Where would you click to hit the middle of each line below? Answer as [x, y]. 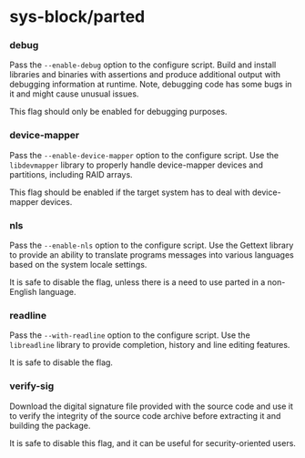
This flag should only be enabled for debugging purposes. [118, 112]
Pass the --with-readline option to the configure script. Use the [130, 335]
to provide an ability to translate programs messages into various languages [152, 255]
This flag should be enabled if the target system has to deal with [130, 192]
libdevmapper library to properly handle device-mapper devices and [137, 165]
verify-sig [32, 386]
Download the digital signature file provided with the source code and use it [152, 406]
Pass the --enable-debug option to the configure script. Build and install [143, 65]
